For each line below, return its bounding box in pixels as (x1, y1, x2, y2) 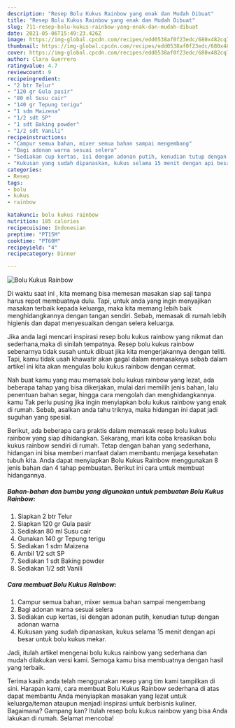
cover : (7, 50, 27, 57)
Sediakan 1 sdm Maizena (17, 542, 90, 550)
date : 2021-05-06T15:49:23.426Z (7, 29, 101, 37)
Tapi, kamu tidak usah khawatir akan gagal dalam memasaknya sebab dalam (7, 355, 228, 364)
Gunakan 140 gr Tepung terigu (17, 534, 106, 543)
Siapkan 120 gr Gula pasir (17, 520, 92, 528)
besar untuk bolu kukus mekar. (17, 635, 107, 643)
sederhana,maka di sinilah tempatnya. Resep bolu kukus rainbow (7, 340, 194, 348)
